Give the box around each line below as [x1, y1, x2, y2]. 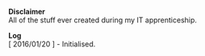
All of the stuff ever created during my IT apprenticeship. [8, 15, 198, 25]
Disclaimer [8, 7, 46, 16]
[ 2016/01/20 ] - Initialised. [8, 39, 96, 49]
